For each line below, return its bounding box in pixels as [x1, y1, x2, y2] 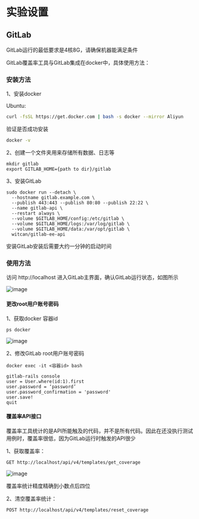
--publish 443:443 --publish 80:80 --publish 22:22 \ [11, 200, 149, 206]
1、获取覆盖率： [6, 447, 46, 454]
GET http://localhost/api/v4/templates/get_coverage [6, 459, 141, 465]
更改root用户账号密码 [6, 300, 59, 307]
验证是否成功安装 [6, 125, 49, 132]
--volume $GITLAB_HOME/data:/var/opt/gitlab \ [11, 226, 130, 233]
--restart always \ [11, 210, 61, 216]
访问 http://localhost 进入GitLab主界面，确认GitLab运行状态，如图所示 [6, 274, 179, 281]
